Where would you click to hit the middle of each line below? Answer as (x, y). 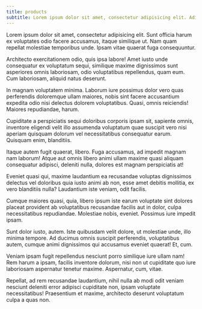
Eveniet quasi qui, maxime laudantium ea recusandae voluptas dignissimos (99, 176)
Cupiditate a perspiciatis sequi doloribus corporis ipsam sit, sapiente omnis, (100, 120)
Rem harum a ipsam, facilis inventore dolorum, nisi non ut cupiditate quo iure (101, 262)
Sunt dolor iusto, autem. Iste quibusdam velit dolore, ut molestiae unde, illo (99, 231)
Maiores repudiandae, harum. (43, 109)
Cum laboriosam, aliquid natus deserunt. (57, 78)
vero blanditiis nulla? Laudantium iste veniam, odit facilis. (77, 189)
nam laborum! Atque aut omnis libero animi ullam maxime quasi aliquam (95, 158)
